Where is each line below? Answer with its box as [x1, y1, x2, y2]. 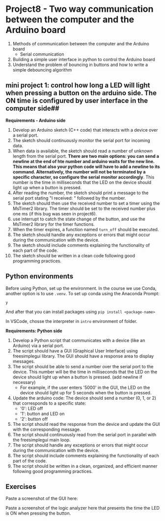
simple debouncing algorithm [12, 67, 72, 72]
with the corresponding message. [12, 426, 81, 432]
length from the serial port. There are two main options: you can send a [12, 153, 159, 159]
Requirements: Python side [5, 328, 63, 334]
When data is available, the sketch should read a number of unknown [12, 148, 153, 154]
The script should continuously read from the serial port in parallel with [12, 431, 157, 437]
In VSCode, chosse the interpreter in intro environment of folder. [5, 318, 137, 324]
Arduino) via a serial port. [12, 343, 64, 348]
